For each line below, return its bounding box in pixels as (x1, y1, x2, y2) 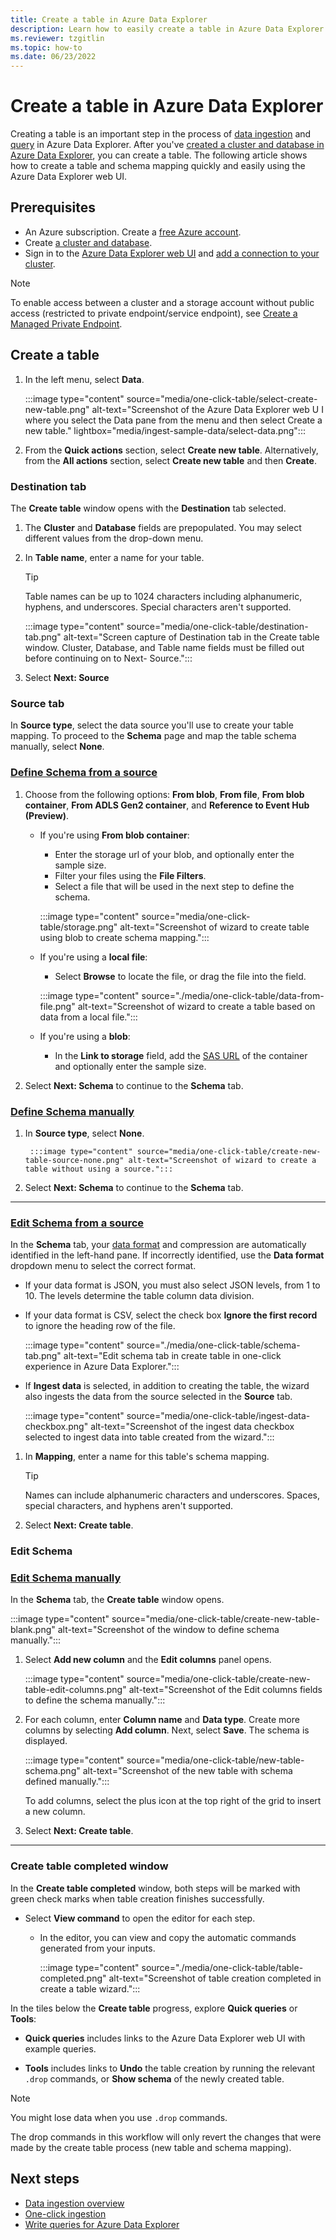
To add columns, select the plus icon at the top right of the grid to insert (24, 1795, 322, 1807)
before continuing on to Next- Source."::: (24, 652, 193, 664)
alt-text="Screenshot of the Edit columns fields (128, 1684, 323, 1696)
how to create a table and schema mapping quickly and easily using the (10, 160, 306, 172)
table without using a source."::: (24, 1164, 174, 1174)
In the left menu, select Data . (24, 373, 145, 385)
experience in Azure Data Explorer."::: (24, 1361, 180, 1373)
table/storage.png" (39, 921, 118, 933)
